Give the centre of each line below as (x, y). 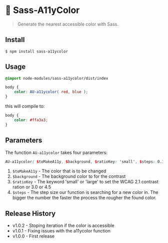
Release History (30, 213)
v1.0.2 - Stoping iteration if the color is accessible (63, 225)
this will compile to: (25, 106)
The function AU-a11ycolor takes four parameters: (56, 152)
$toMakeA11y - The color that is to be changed (59, 171)
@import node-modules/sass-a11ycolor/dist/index (57, 78)
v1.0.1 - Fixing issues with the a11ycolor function (61, 231)
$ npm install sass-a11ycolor (37, 51)
